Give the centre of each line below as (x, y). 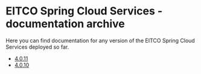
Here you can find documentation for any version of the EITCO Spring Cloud (101, 40)
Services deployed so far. (37, 47)
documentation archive (65, 24)
